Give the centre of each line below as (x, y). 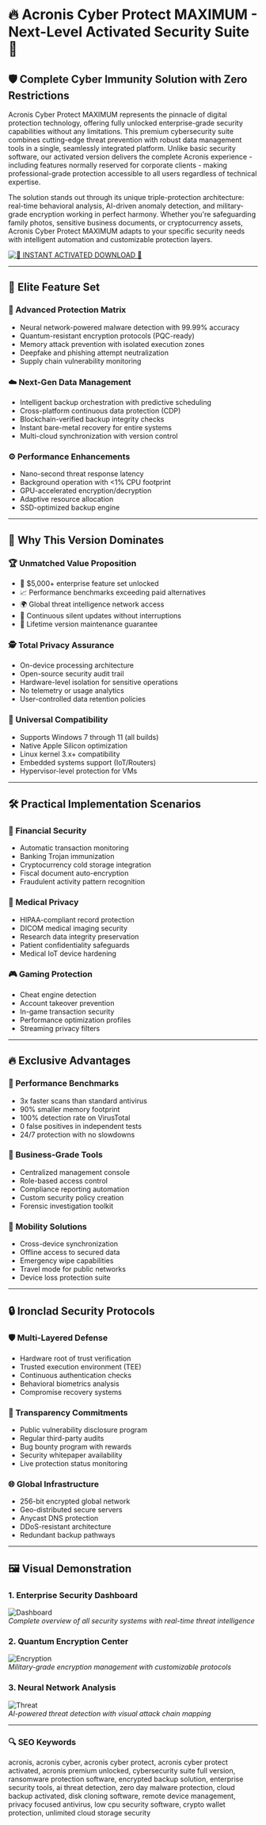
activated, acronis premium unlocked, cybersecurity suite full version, (122, 1770)
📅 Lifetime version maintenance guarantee (89, 624)
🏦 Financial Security (47, 830)
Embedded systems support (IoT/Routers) (88, 762)
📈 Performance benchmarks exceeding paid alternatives (112, 592)
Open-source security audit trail (72, 674)
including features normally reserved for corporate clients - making (118, 165)
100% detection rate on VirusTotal (75, 1118)
